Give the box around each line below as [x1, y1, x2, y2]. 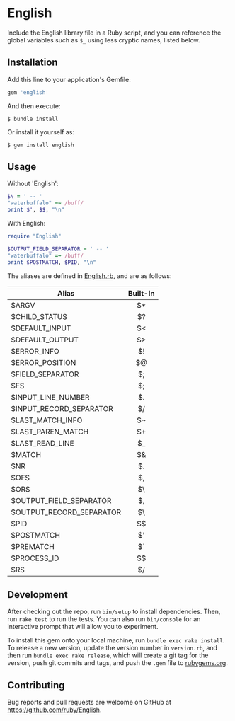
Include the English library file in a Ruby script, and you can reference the [7, 28, 222, 37]
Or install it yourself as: [7, 127, 74, 136]
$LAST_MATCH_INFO [11, 415, 83, 425]
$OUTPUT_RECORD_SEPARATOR [11, 507, 122, 517]
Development [7, 589, 69, 601]
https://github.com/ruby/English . [7, 705, 102, 714]
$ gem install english [7, 142, 74, 149]
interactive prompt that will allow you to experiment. [7, 623, 159, 631]
